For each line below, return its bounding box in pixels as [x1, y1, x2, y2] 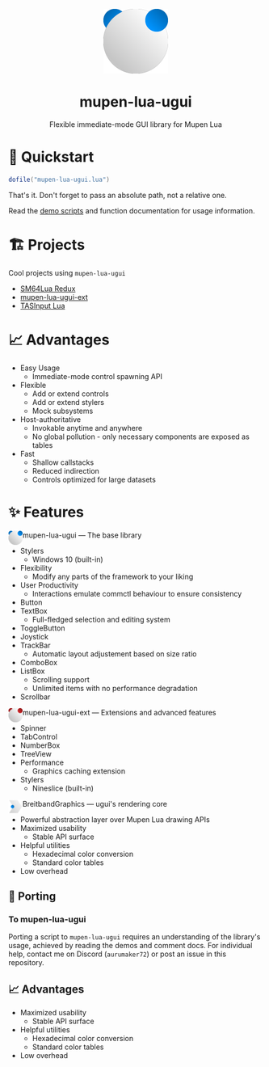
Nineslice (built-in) [32, 783, 95, 793]
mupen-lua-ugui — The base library [23, 530, 142, 540]
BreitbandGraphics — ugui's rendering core [23, 799, 168, 808]
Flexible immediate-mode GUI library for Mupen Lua [49, 119, 222, 129]
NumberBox [19, 740, 61, 750]
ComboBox [19, 657, 58, 667]
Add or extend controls [32, 389, 109, 399]
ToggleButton [19, 623, 65, 633]
